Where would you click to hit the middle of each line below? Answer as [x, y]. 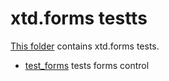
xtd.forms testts [79, 18]
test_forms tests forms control [87, 65]
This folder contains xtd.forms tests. [85, 46]
